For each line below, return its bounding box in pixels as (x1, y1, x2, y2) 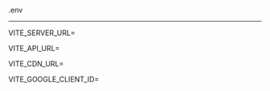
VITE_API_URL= (8, 44, 60, 53)
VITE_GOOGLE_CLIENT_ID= (8, 74, 100, 84)
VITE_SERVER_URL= (8, 28, 76, 38)
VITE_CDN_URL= (8, 59, 64, 69)
